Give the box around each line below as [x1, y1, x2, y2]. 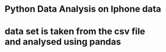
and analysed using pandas [4, 36, 121, 48]
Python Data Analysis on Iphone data [4, 3, 162, 15]
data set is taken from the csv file [4, 26, 146, 37]
